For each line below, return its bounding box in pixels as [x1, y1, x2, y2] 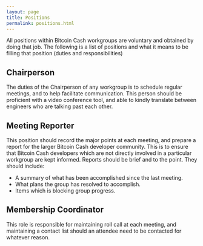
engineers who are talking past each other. [6, 103, 113, 110]
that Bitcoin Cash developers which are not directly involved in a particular [6, 149, 192, 157]
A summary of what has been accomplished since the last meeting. [15, 174, 183, 181]
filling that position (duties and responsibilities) [6, 50, 123, 57]
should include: [6, 162, 45, 169]
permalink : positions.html [6, 20, 75, 26]
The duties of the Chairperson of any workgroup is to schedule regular [6, 83, 183, 91]
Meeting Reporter [6, 120, 75, 131]
